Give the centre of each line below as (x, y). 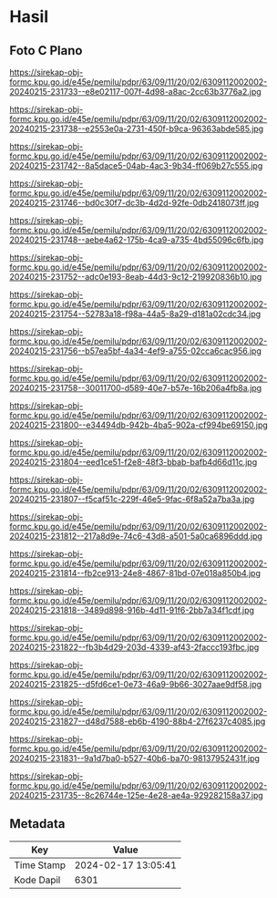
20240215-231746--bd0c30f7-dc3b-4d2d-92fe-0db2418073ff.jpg (134, 203)
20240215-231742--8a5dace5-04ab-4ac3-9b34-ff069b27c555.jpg (136, 165)
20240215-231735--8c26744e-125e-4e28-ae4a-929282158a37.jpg (137, 795)
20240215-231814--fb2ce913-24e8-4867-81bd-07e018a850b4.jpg (135, 573)
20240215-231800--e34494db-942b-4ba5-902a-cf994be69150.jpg (139, 425)
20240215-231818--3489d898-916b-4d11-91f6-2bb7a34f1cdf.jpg (132, 610)
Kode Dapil (37, 880)
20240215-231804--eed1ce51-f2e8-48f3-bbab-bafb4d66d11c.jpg (133, 462)
